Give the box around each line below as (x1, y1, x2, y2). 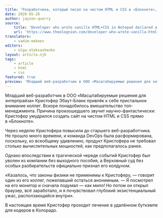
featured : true (5, 75, 36, 79)
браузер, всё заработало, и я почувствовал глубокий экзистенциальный (5, 187, 156, 193)
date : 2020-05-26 (5, 12, 40, 16)
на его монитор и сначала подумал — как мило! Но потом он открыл (5, 182, 149, 188)
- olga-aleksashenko (14, 47, 55, 52)
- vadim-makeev (14, 39, 45, 44)
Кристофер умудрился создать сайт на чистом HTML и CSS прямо (5, 113, 144, 119)
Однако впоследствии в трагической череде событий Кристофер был (5, 152, 150, 158)
